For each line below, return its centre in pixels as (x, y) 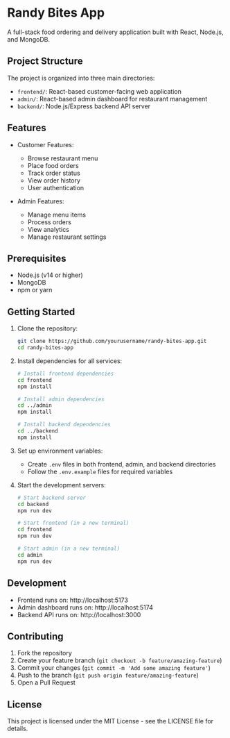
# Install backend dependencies (64, 425)
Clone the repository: (47, 328)
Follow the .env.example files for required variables (100, 471)
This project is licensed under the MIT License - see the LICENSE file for (110, 721)
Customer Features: (45, 144)
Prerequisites (37, 258)
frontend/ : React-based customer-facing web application (99, 91)
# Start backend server (52, 498)
